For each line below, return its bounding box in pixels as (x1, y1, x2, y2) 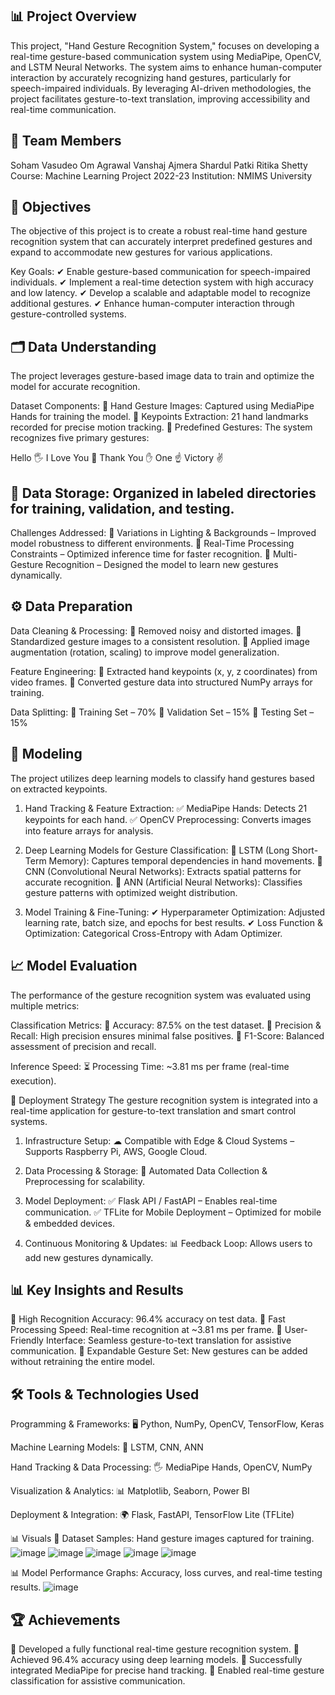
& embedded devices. (24, 1217, 116, 1229)
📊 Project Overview (10, 8, 137, 25)
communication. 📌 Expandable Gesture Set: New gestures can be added (10, 1345, 308, 1357)
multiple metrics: (10, 999, 80, 1012)
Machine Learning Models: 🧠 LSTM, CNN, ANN (10, 1441, 204, 1453)
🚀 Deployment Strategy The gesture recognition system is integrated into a (10, 1094, 318, 1106)
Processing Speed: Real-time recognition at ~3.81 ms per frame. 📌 (10, 1324, 283, 1336)
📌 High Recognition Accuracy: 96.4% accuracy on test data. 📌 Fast (10, 1313, 286, 1325)
